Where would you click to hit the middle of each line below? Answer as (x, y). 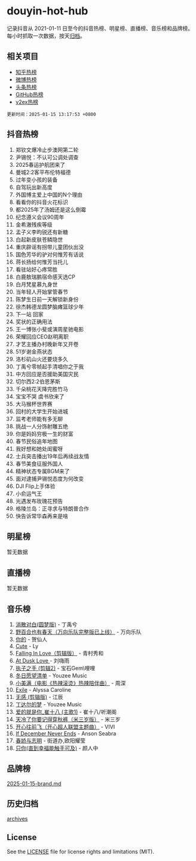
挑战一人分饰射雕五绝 (42, 426)
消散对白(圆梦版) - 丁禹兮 (46, 624)
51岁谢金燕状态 (34, 352)
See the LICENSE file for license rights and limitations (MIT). (81, 852)
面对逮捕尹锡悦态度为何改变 (50, 478)
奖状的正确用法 (34, 322)
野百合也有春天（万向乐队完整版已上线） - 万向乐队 (79, 632)
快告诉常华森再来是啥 (42, 516)
